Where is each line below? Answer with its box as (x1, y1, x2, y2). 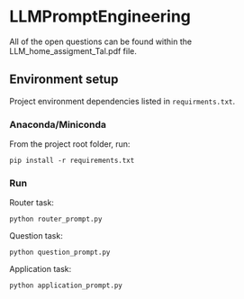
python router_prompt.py (9, 214, 103, 224)
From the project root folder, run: (9, 139, 131, 149)
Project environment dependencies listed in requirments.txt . (9, 95, 236, 106)
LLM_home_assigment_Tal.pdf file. (9, 45, 138, 56)
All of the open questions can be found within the (9, 36, 192, 47)
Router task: (9, 197, 54, 208)
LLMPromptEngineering (9, 6, 192, 27)
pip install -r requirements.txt (9, 156, 135, 166)
